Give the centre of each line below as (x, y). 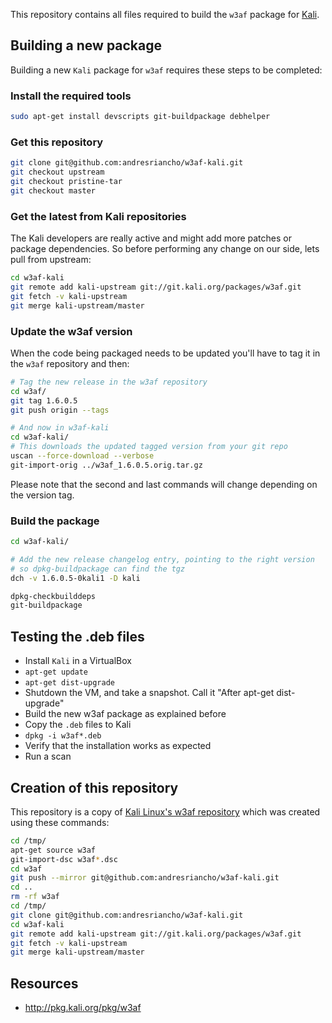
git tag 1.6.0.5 (44, 400)
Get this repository (57, 142)
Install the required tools (71, 96)
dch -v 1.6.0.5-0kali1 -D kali (75, 578)
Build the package (55, 521)
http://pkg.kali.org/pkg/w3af (83, 1008)
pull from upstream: (51, 260)
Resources (44, 983)
